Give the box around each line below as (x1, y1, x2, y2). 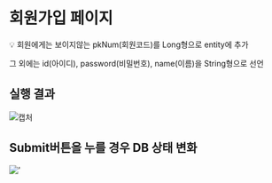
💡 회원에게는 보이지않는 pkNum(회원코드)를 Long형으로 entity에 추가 (9, 39, 249, 50)
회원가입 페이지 (9, 8, 113, 28)
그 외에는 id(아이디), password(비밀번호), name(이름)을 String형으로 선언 (9, 58, 264, 68)
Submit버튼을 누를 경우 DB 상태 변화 (9, 140, 198, 155)
